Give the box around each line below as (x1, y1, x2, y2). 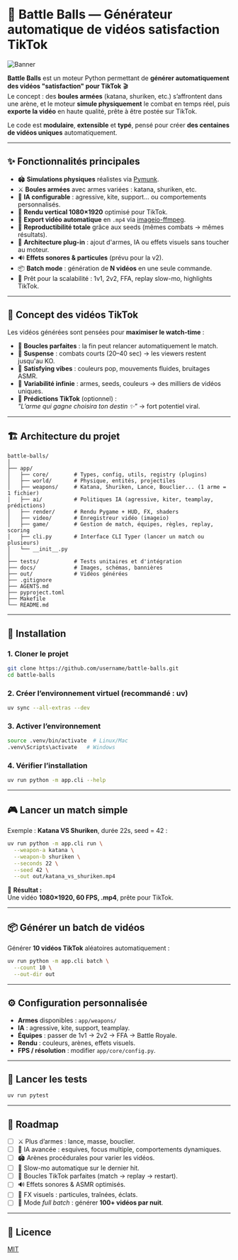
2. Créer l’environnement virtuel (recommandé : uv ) (7, 688, 188, 698)
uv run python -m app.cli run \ (7, 840, 103, 847)
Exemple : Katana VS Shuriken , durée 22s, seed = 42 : (7, 827, 168, 835)
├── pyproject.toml (7, 589, 65, 597)
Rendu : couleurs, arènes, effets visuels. (17, 1039, 136, 1047)
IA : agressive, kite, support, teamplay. (17, 1023, 130, 1032)
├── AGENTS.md (7, 583, 50, 590)
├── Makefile (7, 595, 46, 602)
